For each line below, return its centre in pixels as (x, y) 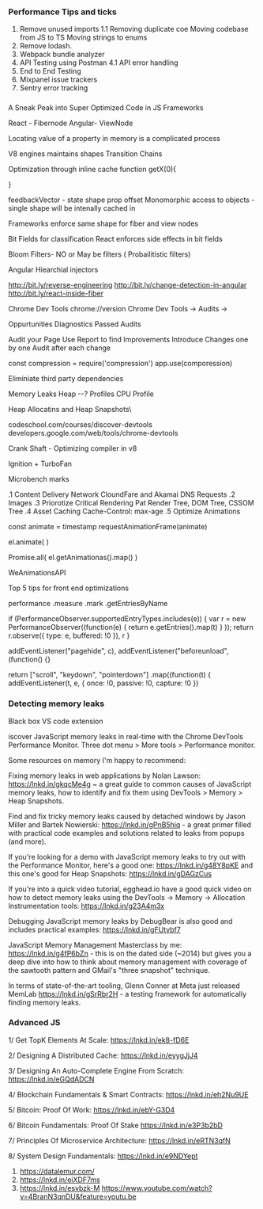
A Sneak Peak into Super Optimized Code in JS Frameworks (106, 108)
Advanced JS (34, 1023)
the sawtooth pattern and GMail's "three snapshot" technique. (109, 970)
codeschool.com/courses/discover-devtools (80, 425)
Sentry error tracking (54, 88)
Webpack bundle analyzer (62, 55)
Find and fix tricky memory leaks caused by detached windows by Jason (127, 816)
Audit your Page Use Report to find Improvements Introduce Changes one (128, 340)
